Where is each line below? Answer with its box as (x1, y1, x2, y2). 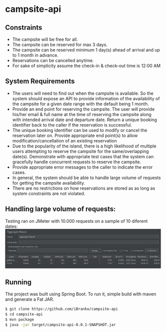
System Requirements (5, 77, 75, 85)
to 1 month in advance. (12, 52, 59, 58)
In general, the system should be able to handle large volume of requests (12, 175, 161, 181)
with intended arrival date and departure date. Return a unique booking (12, 117, 157, 123)
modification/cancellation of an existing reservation (12, 137, 117, 143)
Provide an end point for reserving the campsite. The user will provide (12, 106, 155, 112)
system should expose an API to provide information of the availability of (12, 95, 160, 101)
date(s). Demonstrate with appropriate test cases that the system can (12, 153, 154, 159)
